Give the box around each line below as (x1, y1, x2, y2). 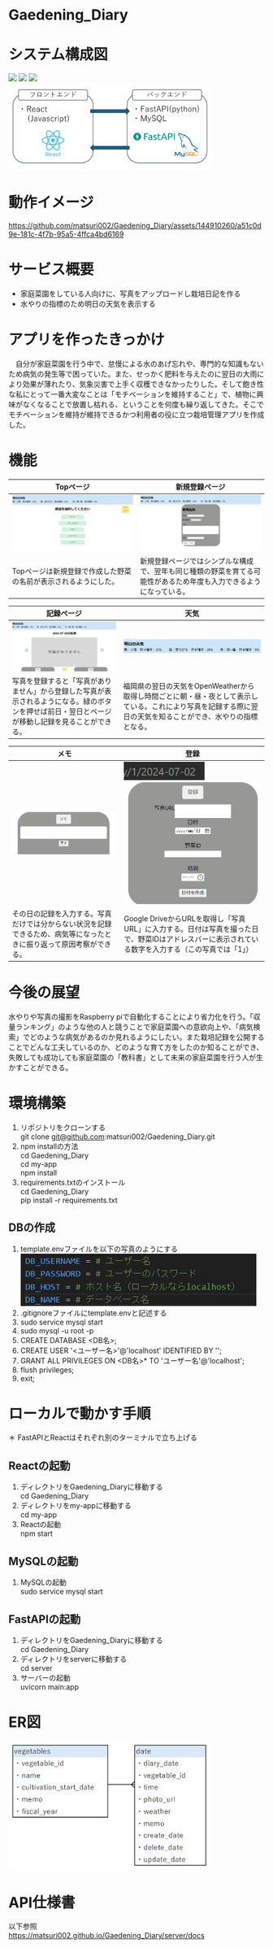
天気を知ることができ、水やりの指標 (136, 711, 258, 721)
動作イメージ (8, 193, 94, 212)
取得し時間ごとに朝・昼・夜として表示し (123, 691, 258, 701)
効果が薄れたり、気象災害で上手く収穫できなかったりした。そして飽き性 (22, 380, 264, 389)
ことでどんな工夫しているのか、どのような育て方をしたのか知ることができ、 (8, 1042, 264, 1052)
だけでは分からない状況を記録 (11, 919, 112, 928)
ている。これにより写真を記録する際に (123, 702, 252, 711)
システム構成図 (8, 46, 108, 64)
